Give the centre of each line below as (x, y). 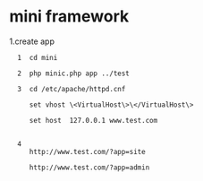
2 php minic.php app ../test (73, 73)
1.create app (32, 41)
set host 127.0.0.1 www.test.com (93, 120)
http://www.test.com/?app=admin (89, 168)
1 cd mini (38, 57)
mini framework (69, 17)
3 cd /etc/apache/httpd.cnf (72, 89)
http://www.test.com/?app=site (87, 151)
